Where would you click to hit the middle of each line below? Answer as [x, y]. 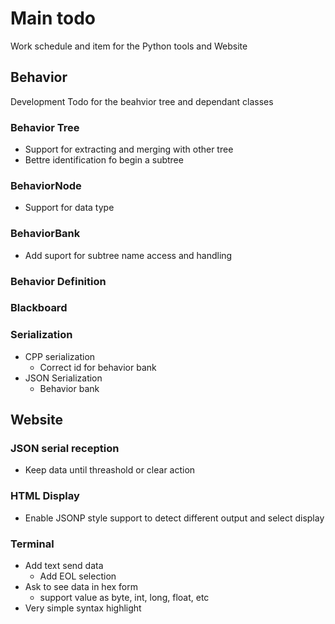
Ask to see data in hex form [81, 587]
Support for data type [69, 208]
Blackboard [39, 308]
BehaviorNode [46, 185]
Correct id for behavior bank [98, 367]
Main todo [53, 18]
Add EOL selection [78, 576]
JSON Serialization [63, 378]
